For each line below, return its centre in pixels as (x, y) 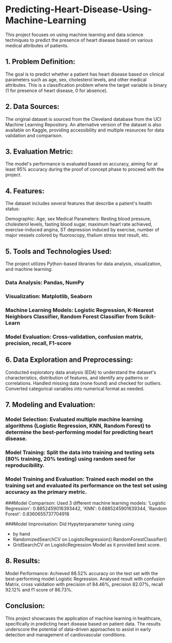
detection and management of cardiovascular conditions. (66, 635)
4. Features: (25, 191)
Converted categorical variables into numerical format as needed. (75, 389)
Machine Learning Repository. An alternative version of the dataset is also (83, 124)
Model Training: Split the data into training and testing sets (80, 452)
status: (13, 209)
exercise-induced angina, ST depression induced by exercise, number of (82, 230)
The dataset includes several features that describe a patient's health (79, 204)
